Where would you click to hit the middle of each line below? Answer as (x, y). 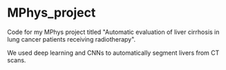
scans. (17, 60)
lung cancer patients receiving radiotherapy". (72, 39)
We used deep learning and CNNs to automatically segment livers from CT (113, 53)
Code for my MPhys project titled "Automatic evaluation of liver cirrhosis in (113, 32)
